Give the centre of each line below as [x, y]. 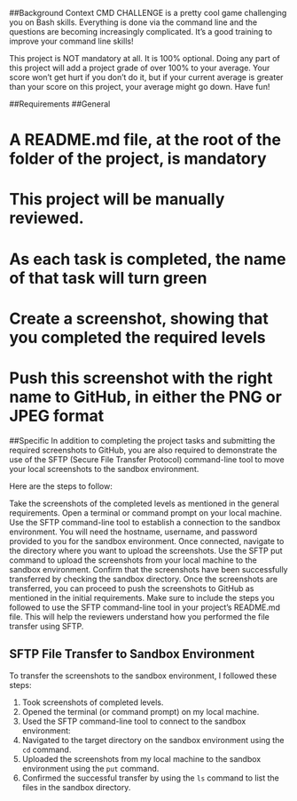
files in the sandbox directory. [76, 787]
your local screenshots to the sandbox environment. [104, 469]
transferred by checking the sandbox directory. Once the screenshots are [143, 579]
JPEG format [57, 416]
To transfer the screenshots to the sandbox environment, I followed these [143, 676]
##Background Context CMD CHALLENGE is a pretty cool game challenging [148, 13]
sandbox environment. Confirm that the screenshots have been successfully [148, 569]
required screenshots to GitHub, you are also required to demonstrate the [143, 450]
